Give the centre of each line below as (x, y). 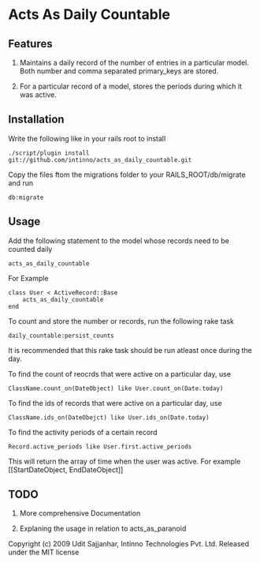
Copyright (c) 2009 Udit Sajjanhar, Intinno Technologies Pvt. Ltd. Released (129, 544)
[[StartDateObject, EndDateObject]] (66, 469)
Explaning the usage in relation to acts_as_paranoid (103, 529)
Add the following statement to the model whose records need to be (119, 240)
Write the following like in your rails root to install (87, 138)
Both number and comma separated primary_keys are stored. (119, 71)
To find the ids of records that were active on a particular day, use (115, 403)
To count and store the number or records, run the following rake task (121, 321)
